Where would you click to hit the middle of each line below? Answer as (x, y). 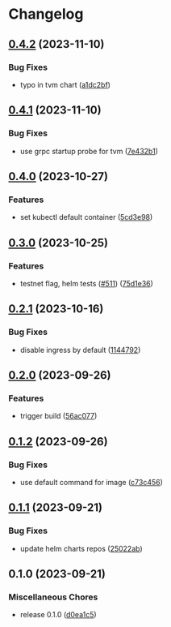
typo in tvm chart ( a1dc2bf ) (65, 84)
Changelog (46, 14)
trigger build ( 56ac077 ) (58, 416)
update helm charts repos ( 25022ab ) (81, 548)
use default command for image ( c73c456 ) (92, 482)
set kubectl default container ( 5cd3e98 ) (86, 217)
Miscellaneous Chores (53, 597)
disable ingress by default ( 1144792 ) (80, 350)
